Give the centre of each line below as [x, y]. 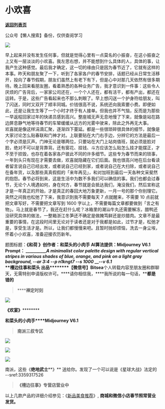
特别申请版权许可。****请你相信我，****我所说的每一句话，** [84, 273]
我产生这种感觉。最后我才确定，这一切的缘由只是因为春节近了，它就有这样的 [82, 67]
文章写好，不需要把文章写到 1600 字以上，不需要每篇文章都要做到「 [78, 203]
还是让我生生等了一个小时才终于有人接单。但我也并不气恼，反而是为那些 [87, 110]
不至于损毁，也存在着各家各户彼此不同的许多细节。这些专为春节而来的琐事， [82, 154]
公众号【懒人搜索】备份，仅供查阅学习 [44, 35]
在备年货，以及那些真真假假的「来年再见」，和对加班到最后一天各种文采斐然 [82, 172]
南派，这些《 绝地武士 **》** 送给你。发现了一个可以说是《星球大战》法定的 [81, 369]
